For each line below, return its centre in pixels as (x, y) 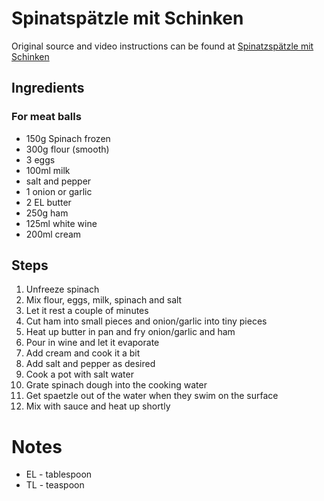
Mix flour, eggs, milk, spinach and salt (104, 300)
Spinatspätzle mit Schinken (127, 18)
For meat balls (46, 117)
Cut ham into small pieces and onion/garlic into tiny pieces (146, 321)
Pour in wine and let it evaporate (92, 343)
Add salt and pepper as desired (90, 364)
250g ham (47, 213)
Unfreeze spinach (62, 289)
